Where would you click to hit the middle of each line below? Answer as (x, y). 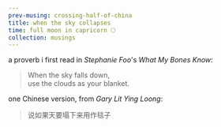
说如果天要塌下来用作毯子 (69, 115)
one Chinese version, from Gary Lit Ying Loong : (86, 99)
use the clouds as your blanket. (79, 84)
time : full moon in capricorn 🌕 (62, 30)
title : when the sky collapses (60, 23)
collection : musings (42, 37)
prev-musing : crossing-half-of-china (70, 15)
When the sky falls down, (69, 75)
